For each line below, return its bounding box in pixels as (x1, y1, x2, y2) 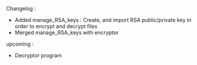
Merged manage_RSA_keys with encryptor (14, 29, 119, 36)
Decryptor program (14, 52, 62, 58)
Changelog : (6, 5, 36, 12)
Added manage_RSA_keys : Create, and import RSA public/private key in (14, 17, 192, 23)
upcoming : (6, 41, 34, 47)
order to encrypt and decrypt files (14, 23, 98, 30)
